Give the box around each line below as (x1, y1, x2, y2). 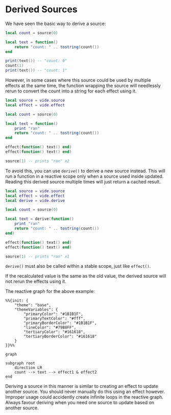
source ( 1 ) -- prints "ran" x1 (5, 254, 70, 259)
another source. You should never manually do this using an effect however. (5, 388, 165, 395)
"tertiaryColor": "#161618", (23, 330, 86, 335)
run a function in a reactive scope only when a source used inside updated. (5, 173, 164, 179)
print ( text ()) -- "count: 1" (5, 68, 67, 73)
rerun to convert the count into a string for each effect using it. (5, 88, 137, 94)
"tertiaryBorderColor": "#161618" (23, 334, 97, 339)
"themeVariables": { (14, 307, 58, 312)
